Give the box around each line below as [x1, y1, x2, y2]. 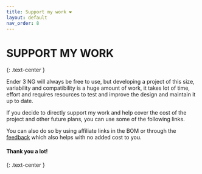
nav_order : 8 [6, 20, 40, 26]
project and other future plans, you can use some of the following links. [6, 116, 185, 123]
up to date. [6, 98, 33, 105]
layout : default [6, 15, 47, 21]
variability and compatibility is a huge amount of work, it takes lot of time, [6, 84, 190, 92]
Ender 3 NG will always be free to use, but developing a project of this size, [6, 78, 195, 85]
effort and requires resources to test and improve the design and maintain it [6, 91, 196, 98]
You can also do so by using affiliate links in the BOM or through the [6, 127, 176, 135]
